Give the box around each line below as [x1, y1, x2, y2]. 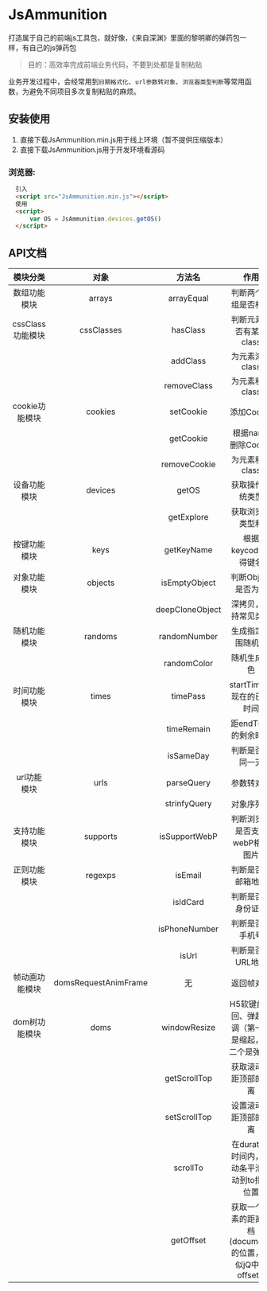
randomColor [164, 658, 213, 669]
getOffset [170, 1235, 207, 1246]
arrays [88, 293, 113, 304]
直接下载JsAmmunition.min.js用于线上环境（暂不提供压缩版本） [19, 135, 228, 144]
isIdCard [172, 897, 204, 908]
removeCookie [161, 459, 216, 470]
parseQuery [166, 778, 211, 789]
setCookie [169, 406, 208, 417]
